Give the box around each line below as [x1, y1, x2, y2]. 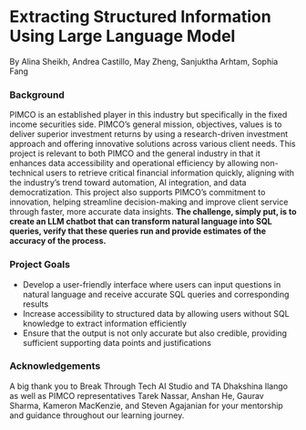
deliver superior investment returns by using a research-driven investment [9, 129, 289, 140]
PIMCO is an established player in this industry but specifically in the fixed [9, 110, 288, 121]
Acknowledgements [9, 360, 101, 372]
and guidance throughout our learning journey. [9, 409, 185, 421]
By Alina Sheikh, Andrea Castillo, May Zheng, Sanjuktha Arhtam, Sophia [9, 56, 279, 67]
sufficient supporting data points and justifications [22, 337, 212, 348]
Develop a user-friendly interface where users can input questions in [22, 278, 281, 289]
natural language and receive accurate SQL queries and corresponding [22, 288, 290, 299]
